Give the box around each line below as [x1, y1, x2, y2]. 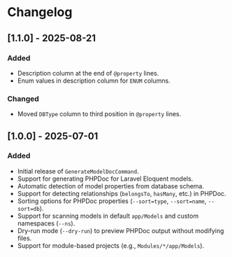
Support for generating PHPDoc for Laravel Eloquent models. [17, 174, 194, 183]
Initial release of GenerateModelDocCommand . [17, 167, 139, 175]
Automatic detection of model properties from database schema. [17, 181, 205, 190]
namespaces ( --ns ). [17, 218, 75, 228]
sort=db [17, 205, 40, 212]
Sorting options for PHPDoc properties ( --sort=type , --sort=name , [17, 197, 207, 205]
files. [17, 234, 32, 242]
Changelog [7, 4, 73, 20]
